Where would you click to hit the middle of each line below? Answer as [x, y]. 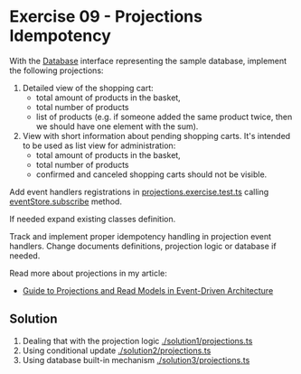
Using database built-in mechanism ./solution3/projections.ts [136, 360]
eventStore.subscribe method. [66, 201]
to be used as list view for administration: [99, 145]
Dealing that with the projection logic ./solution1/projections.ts [137, 341]
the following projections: [56, 70]
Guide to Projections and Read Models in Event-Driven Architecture [148, 290]
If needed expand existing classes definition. [93, 219]
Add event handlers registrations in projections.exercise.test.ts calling [139, 192]
